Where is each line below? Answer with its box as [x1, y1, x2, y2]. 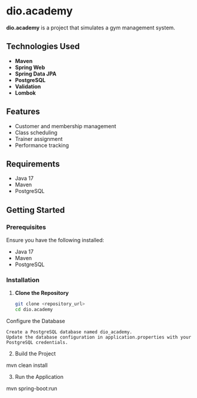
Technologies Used [6, 41, 80, 52]
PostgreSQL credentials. [6, 340, 68, 346]
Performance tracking [14, 141, 69, 149]
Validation [14, 83, 41, 90]
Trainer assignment [14, 135, 63, 142]
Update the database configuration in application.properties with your [6, 334, 192, 340]
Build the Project [14, 350, 56, 357]
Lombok [14, 89, 36, 97]
